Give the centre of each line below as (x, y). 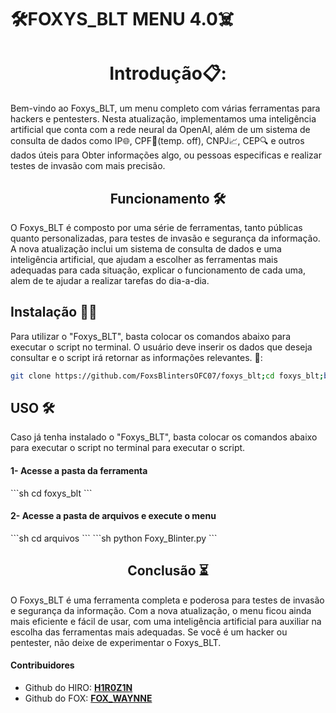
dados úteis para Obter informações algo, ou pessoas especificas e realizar (166, 155)
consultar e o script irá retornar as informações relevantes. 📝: (136, 357)
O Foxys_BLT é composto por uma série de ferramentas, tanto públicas (156, 227)
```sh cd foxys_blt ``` (51, 493)
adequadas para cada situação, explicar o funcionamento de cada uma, (158, 270)
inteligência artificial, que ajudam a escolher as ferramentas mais (144, 259)
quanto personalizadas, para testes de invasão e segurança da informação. (165, 238)
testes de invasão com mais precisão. (88, 166)
